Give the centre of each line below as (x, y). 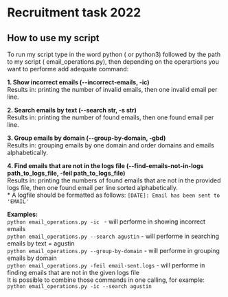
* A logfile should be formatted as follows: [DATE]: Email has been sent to (114, 195)
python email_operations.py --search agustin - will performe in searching (113, 236)
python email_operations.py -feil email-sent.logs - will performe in (106, 265)
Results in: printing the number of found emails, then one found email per (111, 117)
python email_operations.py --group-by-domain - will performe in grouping (113, 251)
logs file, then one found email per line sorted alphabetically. (93, 188)
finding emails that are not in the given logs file (73, 273)
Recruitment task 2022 (74, 13)
